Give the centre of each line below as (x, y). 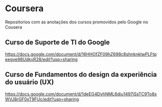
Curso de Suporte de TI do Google (58, 43)
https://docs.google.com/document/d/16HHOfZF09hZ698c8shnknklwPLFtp (81, 54)
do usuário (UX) (30, 82)
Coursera (24, 9)
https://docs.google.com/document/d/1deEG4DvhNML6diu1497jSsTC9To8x (81, 94)
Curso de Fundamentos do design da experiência (81, 75)
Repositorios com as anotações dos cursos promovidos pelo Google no (77, 22)
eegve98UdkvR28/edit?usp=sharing (41, 59)
